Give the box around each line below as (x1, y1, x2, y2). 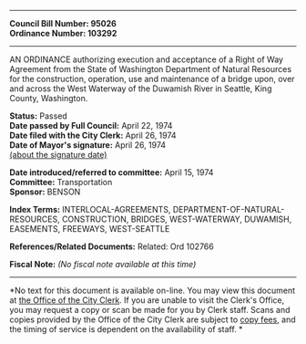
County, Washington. (9, 93, 88, 103)
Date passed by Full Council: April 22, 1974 (9, 120, 173, 130)
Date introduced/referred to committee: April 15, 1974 (9, 167, 214, 178)
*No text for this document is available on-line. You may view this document (9, 285, 296, 296)
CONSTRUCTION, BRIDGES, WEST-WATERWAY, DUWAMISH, (62, 214, 292, 224)
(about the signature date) (9, 150, 107, 160)
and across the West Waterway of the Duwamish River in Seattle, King (9, 83, 272, 94)
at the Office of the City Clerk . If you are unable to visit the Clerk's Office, (9, 295, 285, 306)
